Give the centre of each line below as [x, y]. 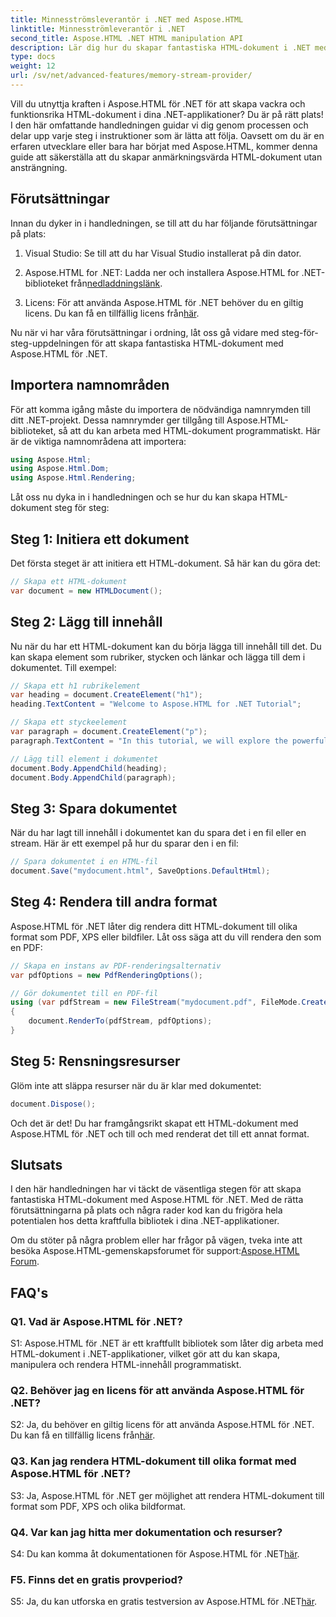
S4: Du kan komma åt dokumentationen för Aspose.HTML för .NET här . [155, 1553]
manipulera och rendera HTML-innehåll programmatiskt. [126, 1365]
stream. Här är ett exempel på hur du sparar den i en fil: [124, 843]
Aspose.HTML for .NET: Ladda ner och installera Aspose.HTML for [162, 272]
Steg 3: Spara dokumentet [94, 808]
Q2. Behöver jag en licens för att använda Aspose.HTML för [157, 1390]
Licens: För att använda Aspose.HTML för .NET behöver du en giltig [164, 302]
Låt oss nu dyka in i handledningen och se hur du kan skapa [134, 497]
